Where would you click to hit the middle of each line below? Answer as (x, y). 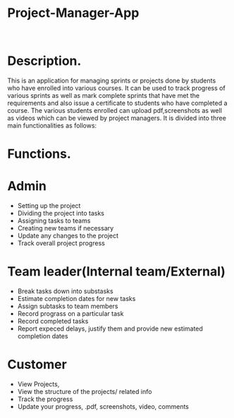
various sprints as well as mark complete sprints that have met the (103, 95)
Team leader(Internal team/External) (116, 272)
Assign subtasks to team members (68, 306)
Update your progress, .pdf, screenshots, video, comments (103, 406)
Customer (37, 365)
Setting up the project (49, 205)
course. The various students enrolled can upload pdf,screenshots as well (115, 110)
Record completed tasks (53, 321)
